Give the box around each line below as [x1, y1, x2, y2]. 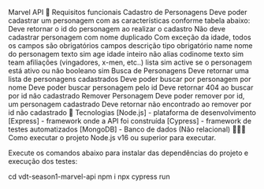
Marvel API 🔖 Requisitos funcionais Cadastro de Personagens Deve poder [8, 8, 247, 17]
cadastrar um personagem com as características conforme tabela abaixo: [8, 16, 251, 25]
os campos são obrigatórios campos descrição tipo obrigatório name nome [8, 41, 253, 50]
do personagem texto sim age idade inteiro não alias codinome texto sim [8, 50, 244, 58]
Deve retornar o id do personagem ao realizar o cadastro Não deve [8, 24, 226, 33]
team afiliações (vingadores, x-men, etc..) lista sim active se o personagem [8, 57, 252, 67]
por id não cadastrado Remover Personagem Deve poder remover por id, [8, 91, 245, 100]
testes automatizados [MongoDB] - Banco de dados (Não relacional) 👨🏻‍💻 [8, 124, 247, 134]
